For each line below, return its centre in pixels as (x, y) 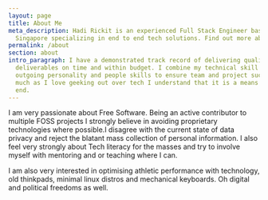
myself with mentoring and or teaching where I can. (93, 155)
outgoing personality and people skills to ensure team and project (132, 75)
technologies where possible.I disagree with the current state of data (122, 130)
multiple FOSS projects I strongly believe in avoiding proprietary (113, 122)
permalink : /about (39, 46)
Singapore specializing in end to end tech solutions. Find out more (133, 38)
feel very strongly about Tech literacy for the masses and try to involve (124, 147)
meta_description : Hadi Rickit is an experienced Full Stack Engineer (128, 30)
